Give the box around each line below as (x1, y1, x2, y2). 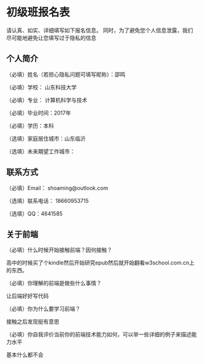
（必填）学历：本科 (6, 122, 54, 129)
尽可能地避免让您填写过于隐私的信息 (6, 34, 97, 41)
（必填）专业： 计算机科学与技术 (6, 96, 88, 103)
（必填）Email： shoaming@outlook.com (6, 184, 109, 191)
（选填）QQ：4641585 (6, 209, 63, 217)
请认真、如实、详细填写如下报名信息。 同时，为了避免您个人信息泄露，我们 (6, 27, 193, 34)
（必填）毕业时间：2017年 (6, 109, 71, 117)
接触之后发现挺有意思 (6, 318, 59, 325)
